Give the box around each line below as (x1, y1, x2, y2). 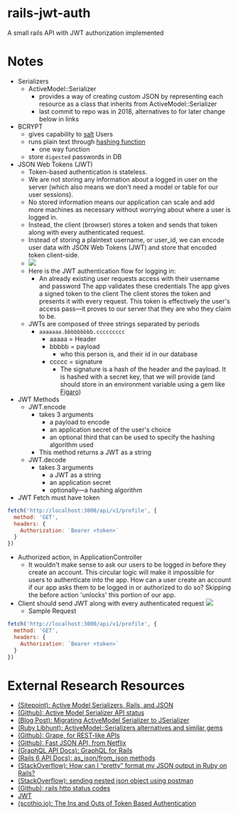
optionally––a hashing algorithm (49, 486, 143, 494)
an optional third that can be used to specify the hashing (49, 432, 215, 441)
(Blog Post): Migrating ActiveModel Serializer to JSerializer (17, 716, 190, 724)
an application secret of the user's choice (49, 425, 172, 434)
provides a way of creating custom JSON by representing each (38, 92, 224, 100)
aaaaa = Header (49, 334, 97, 343)
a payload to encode (49, 417, 110, 426)
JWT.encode (28, 402, 66, 411)
